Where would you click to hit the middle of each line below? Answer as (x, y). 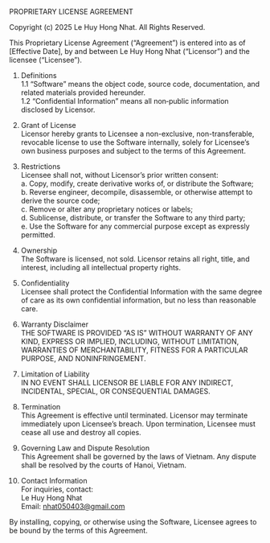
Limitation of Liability (55, 374)
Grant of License (48, 125)
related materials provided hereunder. (83, 93)
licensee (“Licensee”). (46, 60)
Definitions (39, 75)
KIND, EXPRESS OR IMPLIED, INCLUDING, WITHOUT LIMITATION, (130, 341)
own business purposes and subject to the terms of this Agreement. (133, 151)
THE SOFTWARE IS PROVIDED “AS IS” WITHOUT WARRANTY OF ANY (137, 333)
